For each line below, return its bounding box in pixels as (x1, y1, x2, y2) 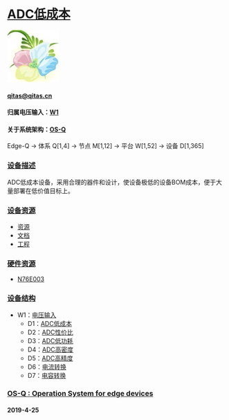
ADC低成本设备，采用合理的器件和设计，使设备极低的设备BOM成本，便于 (7, 178, 217, 186)
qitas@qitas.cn (7, 91, 53, 100)
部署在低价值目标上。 (12, 186, 74, 194)
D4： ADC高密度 (27, 345, 74, 354)
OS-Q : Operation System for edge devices (7, 389, 154, 399)
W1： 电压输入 (17, 311, 57, 319)
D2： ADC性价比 (27, 328, 74, 336)
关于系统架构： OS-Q (7, 125, 66, 134)
